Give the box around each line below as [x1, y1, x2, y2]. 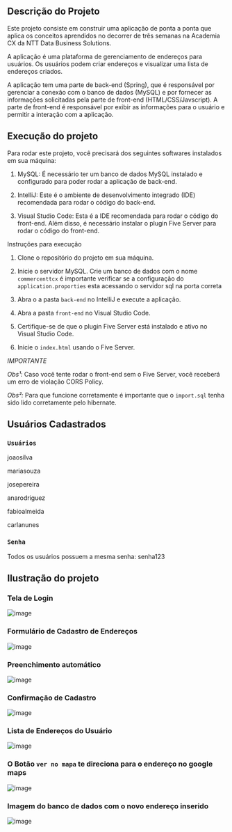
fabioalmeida [7, 508, 44, 516]
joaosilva [7, 453, 33, 462]
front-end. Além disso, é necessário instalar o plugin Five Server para [17, 219, 217, 227]
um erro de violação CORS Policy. [7, 377, 104, 386]
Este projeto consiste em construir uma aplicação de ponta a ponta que [7, 24, 212, 32]
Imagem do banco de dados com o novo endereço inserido [7, 801, 209, 810]
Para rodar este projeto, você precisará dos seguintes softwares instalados [7, 149, 222, 157]
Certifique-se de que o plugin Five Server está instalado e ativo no [17, 322, 208, 330]
